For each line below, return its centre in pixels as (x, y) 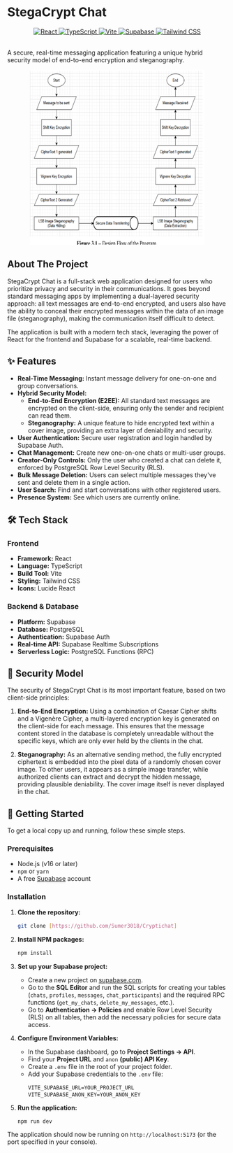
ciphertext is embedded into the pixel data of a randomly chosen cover (119, 762)
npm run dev (35, 1121)
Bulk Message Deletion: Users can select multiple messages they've (116, 475)
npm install (35, 953)
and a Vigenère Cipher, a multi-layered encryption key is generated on (118, 719)
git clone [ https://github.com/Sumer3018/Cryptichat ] (97, 926)
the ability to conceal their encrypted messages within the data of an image (116, 311)
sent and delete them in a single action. (74, 482)
